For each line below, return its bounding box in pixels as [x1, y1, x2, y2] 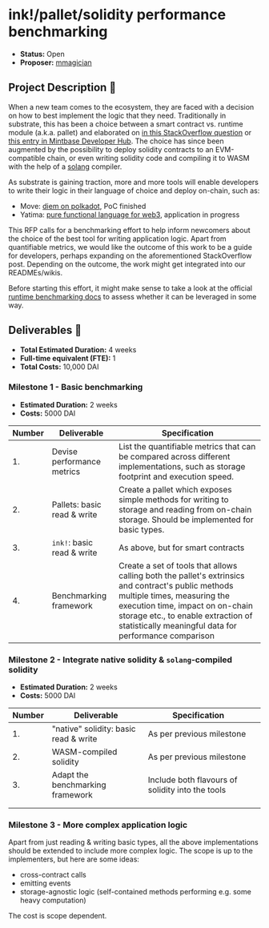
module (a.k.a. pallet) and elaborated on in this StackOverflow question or [8, 127, 252, 137]
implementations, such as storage [118, 460, 246, 472]
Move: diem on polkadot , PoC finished [19, 201, 147, 211]
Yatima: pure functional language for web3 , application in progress [19, 210, 240, 219]
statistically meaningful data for [118, 620, 238, 631]
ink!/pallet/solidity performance [8, 6, 227, 24]
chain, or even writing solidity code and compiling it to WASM [46, 153, 250, 163]
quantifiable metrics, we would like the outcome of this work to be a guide [8, 242, 252, 251]
